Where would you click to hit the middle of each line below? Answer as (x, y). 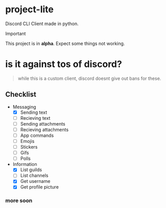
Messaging (25, 107)
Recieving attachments (44, 130)
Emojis (27, 141)
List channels (34, 176)
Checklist (21, 95)
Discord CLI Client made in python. (42, 24)
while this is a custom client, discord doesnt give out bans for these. (89, 78)
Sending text (34, 112)
